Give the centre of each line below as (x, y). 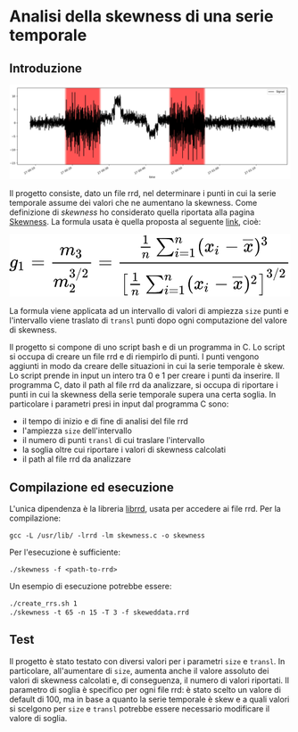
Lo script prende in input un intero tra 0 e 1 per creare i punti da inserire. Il (145, 375)
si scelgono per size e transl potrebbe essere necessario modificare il (140, 708)
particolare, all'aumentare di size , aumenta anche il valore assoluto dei (139, 670)
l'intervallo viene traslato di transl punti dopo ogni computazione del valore (148, 321)
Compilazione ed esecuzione (91, 487)
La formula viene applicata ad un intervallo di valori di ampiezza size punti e (149, 311)
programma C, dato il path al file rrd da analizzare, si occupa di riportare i (144, 385)
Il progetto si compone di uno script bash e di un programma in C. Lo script (147, 347)
